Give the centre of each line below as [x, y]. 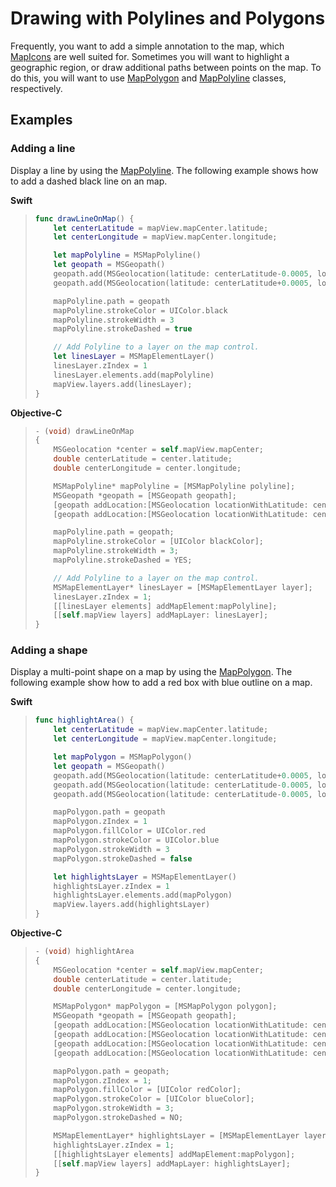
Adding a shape [49, 650]
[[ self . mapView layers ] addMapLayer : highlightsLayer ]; [172, 1163]
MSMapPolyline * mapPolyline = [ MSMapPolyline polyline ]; [174, 486]
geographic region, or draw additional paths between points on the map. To [166, 67]
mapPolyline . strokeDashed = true [123, 329]
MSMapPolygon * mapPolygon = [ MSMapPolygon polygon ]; [165, 1007]
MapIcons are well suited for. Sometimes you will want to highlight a [150, 56]
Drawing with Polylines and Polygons [168, 18]
